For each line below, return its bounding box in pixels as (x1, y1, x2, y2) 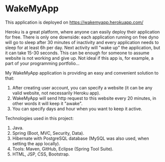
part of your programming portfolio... (5, 60, 80, 66)
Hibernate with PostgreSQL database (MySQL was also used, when (12, 135, 149, 141)
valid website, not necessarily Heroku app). (12, 90, 100, 96)
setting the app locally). (12, 140, 61, 146)
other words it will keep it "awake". (12, 100, 83, 106)
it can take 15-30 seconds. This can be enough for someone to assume (5, 50, 150, 56)
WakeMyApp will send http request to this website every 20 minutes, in (12, 95, 157, 101)
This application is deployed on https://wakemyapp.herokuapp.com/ (5, 19, 144, 25)
